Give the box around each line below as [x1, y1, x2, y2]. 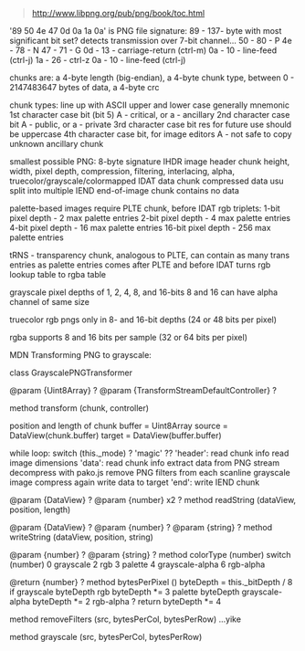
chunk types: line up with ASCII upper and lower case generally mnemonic [9, 100, 290, 110]
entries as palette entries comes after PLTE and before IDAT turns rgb [9, 259, 271, 270]
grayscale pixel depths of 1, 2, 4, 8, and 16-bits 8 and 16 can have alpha [9, 287, 279, 298]
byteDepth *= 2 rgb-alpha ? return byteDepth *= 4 [31, 596, 222, 606]
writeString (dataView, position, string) [9, 531, 153, 542]
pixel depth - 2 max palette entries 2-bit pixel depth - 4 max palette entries [9, 213, 291, 223]
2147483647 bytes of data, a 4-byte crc [9, 82, 160, 92]
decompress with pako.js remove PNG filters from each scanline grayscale [9, 467, 290, 478]
